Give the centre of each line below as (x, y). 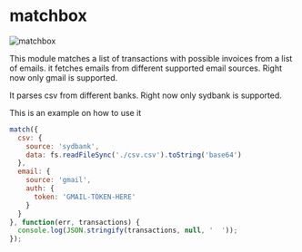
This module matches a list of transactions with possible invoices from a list (151, 58)
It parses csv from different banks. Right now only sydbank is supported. (146, 95)
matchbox (49, 16)
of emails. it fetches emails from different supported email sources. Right (146, 68)
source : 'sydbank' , (63, 146)
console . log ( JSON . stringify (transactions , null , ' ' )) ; (128, 231)
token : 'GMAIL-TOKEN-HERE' (85, 197)
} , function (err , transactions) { (75, 222)
